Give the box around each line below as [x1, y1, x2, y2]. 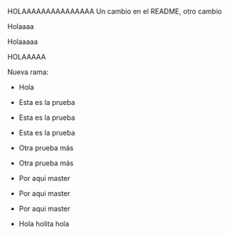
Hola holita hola [18, 219, 70, 228]
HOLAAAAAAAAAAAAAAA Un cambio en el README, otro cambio [7, 7, 222, 16]
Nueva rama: [7, 67, 49, 77]
